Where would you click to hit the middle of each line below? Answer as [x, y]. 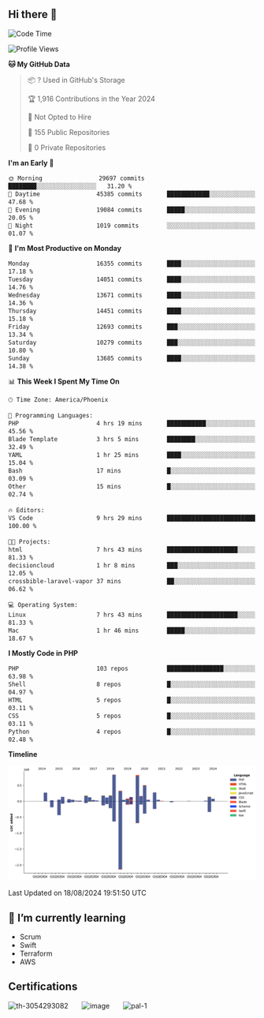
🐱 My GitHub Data [39, 64]
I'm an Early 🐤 [31, 163]
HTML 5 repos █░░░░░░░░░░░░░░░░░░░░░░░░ [132, 700]
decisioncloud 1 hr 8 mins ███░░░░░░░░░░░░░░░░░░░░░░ [132, 565]
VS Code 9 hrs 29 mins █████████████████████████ [132, 518]
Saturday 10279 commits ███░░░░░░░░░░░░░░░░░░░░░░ [132, 342]
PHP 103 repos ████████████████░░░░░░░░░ [132, 668]
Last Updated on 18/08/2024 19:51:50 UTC [78, 893]
